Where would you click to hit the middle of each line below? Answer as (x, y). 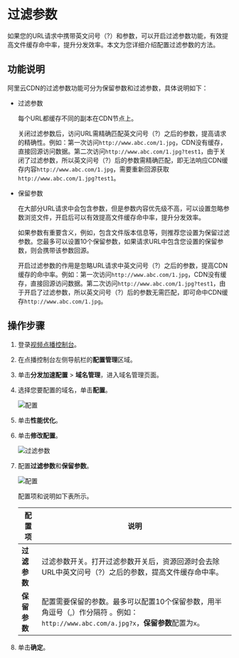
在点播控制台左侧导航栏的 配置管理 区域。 (77, 359)
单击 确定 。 (33, 647)
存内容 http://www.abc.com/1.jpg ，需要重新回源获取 (93, 169)
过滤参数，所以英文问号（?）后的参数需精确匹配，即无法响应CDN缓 (129, 160)
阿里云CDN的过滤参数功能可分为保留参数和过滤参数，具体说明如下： (108, 88)
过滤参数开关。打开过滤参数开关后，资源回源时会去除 (131, 561)
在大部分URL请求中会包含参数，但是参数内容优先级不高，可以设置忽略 (121, 208)
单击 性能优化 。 (39, 420)
